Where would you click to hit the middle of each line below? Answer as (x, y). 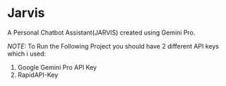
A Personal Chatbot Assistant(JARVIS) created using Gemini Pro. (101, 32)
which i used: (27, 54)
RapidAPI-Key (38, 75)
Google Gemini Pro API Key (57, 67)
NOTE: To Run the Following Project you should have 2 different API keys (113, 46)
